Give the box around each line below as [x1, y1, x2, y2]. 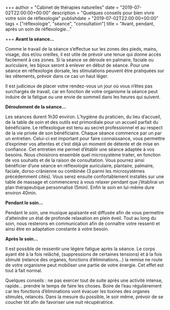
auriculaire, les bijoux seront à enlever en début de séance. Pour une [5, 62, 150, 68]
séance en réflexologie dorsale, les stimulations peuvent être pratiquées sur [5, 68, 164, 74]
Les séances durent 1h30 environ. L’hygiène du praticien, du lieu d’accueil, [5, 114, 162, 120]
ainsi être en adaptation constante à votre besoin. [5, 226, 109, 232]
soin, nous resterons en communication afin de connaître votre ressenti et [5, 220, 160, 227]
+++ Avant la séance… [5, 36, 54, 42]
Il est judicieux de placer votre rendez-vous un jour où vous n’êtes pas [5, 83, 153, 89]
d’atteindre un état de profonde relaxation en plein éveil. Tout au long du [5, 215, 156, 221]
